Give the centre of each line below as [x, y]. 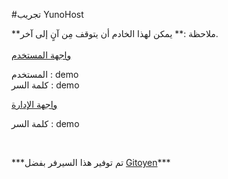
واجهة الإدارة [34, 104]
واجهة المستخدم [41, 55]
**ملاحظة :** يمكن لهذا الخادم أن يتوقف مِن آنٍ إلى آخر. [115, 33]
